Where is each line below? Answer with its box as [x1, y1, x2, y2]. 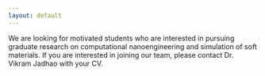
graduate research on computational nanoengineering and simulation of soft [8, 41, 258, 51]
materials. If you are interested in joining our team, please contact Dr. [8, 50, 234, 59]
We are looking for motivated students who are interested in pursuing [8, 33, 235, 43]
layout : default [8, 11, 62, 20]
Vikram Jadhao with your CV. [8, 59, 103, 68]
